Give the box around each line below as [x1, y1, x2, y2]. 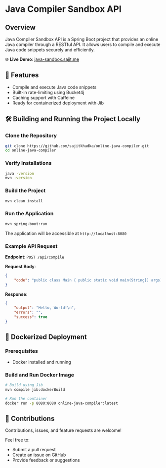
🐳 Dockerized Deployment [5, 333, 87, 341]
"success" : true [14, 315, 48, 320]
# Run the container [5, 396, 48, 401]
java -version [5, 171, 35, 176]
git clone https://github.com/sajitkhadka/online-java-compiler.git [5, 143, 149, 148]
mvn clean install [5, 198, 43, 203]
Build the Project [5, 187, 46, 194]
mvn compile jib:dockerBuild [5, 387, 65, 392]
